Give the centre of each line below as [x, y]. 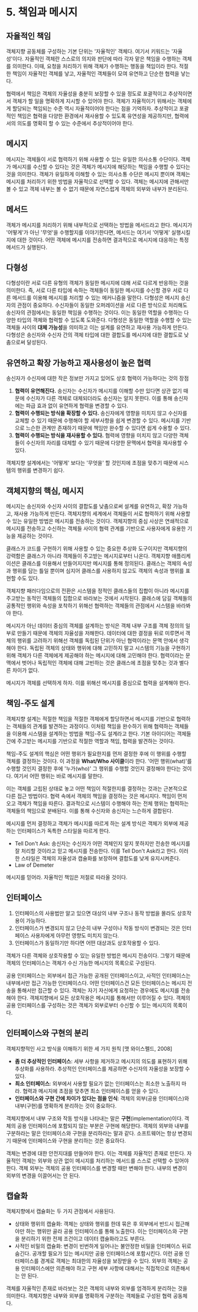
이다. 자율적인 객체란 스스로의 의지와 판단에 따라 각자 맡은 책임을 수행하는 [97, 59]
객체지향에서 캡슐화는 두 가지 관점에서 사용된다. [61, 1211]
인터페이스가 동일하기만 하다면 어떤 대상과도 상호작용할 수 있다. [87, 943]
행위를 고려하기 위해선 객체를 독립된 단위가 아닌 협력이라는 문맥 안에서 [98, 641]
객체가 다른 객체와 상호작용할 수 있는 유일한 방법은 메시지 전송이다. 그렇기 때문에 [98, 955]
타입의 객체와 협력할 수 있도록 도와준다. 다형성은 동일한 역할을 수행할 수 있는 [104, 320]
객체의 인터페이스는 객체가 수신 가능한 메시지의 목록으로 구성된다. [81, 963]
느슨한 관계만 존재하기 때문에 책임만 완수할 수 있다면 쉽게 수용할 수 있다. [108, 428]
